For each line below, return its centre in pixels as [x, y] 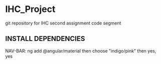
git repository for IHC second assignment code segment [63, 23]
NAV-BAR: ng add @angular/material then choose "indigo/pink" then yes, [81, 50]
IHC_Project [30, 9]
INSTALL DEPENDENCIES [45, 39]
